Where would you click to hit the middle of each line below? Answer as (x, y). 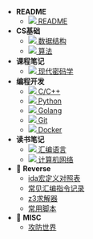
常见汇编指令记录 (56, 188)
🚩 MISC (28, 218)
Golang (50, 111)
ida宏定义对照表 (54, 178)
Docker (50, 130)
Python (50, 101)
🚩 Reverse (33, 168)
